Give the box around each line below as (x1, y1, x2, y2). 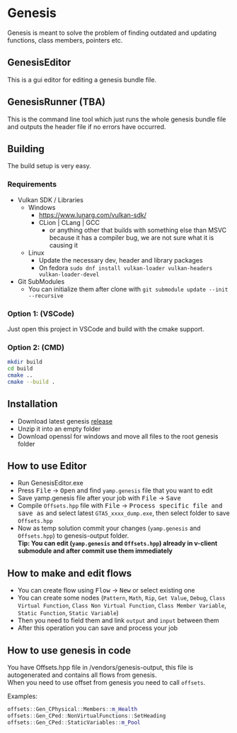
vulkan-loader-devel (38, 271, 100, 278)
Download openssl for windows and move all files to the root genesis (17, 431, 219, 441)
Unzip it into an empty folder (17, 424, 101, 433)
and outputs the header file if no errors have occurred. (7, 122, 166, 131)
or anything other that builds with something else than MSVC (49, 226, 227, 234)
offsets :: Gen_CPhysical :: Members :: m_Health (7, 706, 138, 713)
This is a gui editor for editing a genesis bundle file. (7, 75, 157, 84)
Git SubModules (17, 277, 65, 285)
